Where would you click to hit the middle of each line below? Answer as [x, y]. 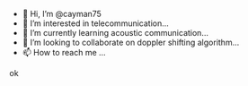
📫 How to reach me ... [64, 52]
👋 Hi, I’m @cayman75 [62, 14]
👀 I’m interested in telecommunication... [95, 23]
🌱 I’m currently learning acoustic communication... [115, 33]
